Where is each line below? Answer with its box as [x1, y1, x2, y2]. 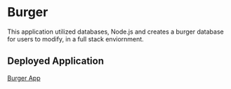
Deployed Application [7, 55, 104, 67]
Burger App [7, 74, 41, 82]
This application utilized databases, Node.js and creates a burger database [7, 27, 224, 36]
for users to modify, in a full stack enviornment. [7, 34, 144, 43]
